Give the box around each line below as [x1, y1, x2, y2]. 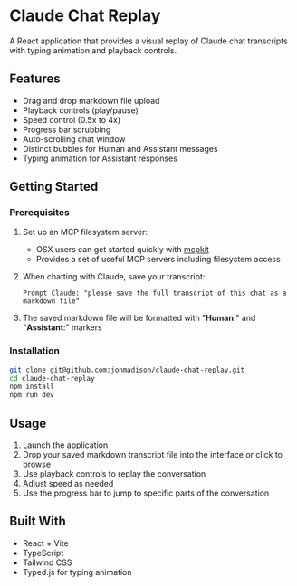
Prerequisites [9, 206, 70, 219]
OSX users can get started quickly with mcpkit [35, 244, 210, 255]
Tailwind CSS [22, 557, 72, 568]
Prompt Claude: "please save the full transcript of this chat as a [22, 288, 287, 298]
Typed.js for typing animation [22, 566, 133, 577]
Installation [9, 345, 61, 357]
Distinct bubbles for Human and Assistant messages [22, 143, 219, 154]
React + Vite [22, 537, 70, 548]
